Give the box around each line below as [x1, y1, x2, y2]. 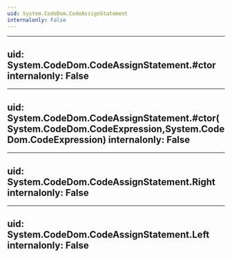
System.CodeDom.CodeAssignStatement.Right [7, 176, 216, 188]
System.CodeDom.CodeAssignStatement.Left [7, 229, 210, 241]
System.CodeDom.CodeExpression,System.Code [7, 123, 225, 135]
